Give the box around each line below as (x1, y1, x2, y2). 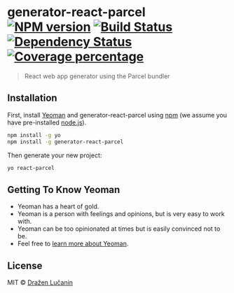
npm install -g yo (7, 131, 61, 138)
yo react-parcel (7, 164, 55, 171)
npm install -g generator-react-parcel (7, 138, 124, 145)
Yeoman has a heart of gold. (17, 202, 99, 210)
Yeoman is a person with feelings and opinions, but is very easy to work (17, 210, 226, 218)
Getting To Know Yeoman (7, 183, 121, 196)
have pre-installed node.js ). (7, 118, 87, 127)
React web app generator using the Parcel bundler (24, 71, 170, 80)
